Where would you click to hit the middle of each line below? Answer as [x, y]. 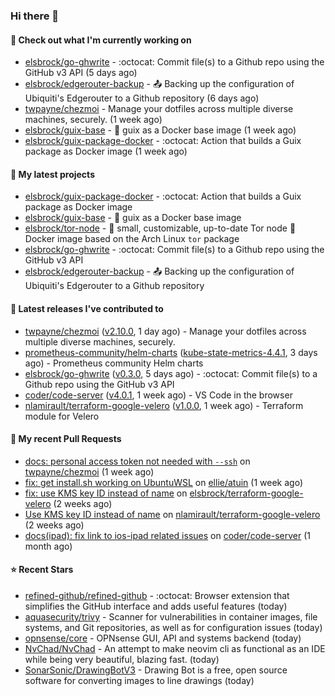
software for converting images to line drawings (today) [139, 680]
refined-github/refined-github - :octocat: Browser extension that [157, 595]
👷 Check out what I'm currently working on [101, 40]
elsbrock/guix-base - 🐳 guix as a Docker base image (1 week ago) [160, 130]
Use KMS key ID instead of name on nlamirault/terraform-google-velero [172, 514]
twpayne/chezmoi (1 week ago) [89, 471]
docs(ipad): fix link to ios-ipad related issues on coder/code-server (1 [168, 535]
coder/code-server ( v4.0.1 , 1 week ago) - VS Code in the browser [158, 395]
